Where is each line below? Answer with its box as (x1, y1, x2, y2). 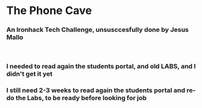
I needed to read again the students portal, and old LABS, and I (6, 62, 196, 71)
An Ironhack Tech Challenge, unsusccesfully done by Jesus (6, 26, 189, 34)
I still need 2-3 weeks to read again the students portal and (6, 86, 185, 95)
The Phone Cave (6, 4, 92, 18)
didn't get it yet (6, 70, 53, 78)
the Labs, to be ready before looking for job (15, 94, 147, 103)
